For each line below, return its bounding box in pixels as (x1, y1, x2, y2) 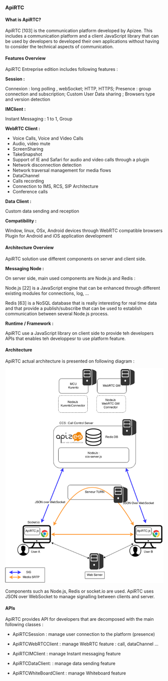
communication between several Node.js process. (5, 310, 109, 316)
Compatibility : (5, 218, 37, 224)
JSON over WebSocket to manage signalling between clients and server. (5, 594, 155, 600)
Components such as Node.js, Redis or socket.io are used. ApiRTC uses (5, 588, 154, 594)
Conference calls (12, 189, 48, 195)
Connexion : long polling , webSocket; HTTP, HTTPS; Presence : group (5, 86, 151, 92)
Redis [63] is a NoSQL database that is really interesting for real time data (5, 300, 157, 306)
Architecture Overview (5, 244, 54, 250)
